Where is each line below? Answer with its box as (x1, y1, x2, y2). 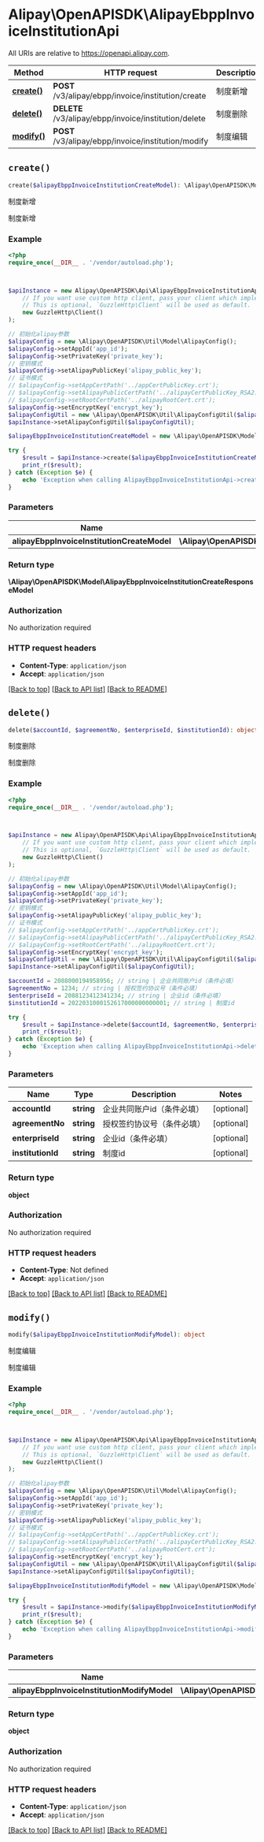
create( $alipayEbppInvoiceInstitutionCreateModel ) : (8, 181, 181, 189)
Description (131, 1089, 177, 1100)
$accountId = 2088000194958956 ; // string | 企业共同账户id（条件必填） (8, 977, 237, 985)
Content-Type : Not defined (19, 1265, 108, 1275)
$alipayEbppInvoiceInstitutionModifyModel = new (8, 1582, 170, 1590)
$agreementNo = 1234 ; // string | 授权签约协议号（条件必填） (8, 984, 200, 992)
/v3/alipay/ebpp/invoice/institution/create (53, 90, 207, 101)
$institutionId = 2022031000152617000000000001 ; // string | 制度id (8, 999, 235, 1007)
